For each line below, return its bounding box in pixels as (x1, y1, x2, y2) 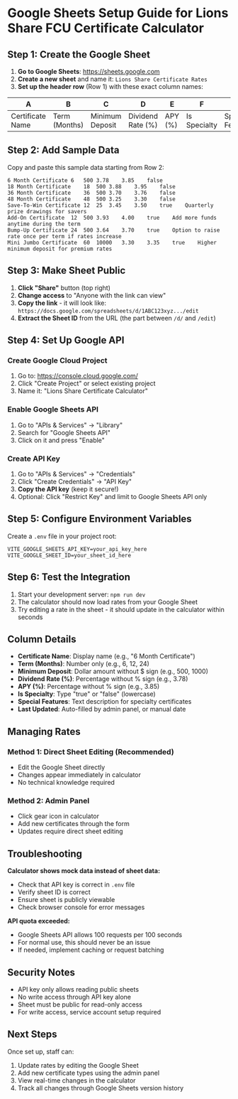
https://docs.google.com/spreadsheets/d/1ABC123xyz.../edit (17, 307, 199, 314)
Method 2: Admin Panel (7, 795, 90, 805)
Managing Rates (7, 725, 81, 737)
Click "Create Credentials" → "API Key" (17, 477, 132, 486)
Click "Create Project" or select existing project (17, 379, 156, 388)
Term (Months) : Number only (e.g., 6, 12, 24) (17, 660, 150, 668)
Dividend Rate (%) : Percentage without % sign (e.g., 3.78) (17, 675, 188, 683)
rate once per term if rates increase (7, 232, 122, 240)
